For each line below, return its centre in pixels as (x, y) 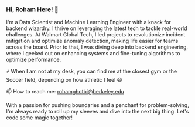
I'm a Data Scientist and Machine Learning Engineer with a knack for (89, 22)
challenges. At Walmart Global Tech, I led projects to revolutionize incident (96, 35)
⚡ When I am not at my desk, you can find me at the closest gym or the (92, 71)
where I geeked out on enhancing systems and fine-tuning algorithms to (93, 54)
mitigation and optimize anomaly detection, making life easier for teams (92, 41)
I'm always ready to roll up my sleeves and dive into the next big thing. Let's (97, 112)
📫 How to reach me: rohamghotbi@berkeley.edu (65, 92)
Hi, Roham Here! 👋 (32, 9)
